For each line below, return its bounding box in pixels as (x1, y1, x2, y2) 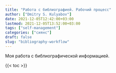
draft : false (5, 35, 32, 40)
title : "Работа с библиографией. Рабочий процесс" (5, 7, 112, 12)
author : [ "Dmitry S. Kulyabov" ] (5, 12, 72, 17)
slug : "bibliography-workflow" (5, 39, 70, 44)
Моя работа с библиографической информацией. (5, 53, 110, 59)
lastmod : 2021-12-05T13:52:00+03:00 (5, 21, 80, 26)
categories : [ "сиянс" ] (5, 30, 52, 35)
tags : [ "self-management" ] (5, 26, 61, 31)
